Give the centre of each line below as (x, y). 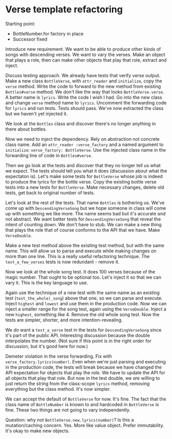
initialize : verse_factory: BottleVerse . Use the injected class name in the (85, 150)
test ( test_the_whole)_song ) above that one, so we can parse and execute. (84, 298)
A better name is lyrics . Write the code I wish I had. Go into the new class (84, 97)
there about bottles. (26, 129)
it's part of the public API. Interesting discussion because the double (78, 335)
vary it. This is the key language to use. (47, 282)
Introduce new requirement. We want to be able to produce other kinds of (83, 49)
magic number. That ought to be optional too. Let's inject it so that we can (83, 277)
